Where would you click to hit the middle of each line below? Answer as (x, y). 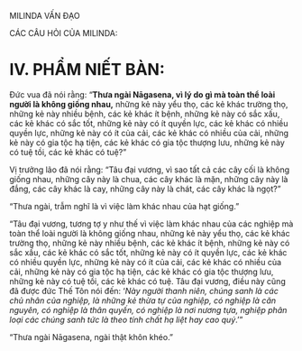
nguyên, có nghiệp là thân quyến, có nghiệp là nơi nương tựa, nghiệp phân (148, 309)
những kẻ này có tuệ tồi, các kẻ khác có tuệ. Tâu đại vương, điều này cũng (147, 281)
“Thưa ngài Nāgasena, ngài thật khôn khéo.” (92, 337)
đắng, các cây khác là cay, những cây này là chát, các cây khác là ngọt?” (145, 189)
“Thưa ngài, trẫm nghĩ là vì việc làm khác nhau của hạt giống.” (124, 206)
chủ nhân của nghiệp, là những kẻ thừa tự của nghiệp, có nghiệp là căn (143, 300)
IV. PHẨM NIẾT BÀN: (87, 70)
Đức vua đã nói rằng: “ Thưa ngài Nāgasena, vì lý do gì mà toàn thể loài (142, 94)
